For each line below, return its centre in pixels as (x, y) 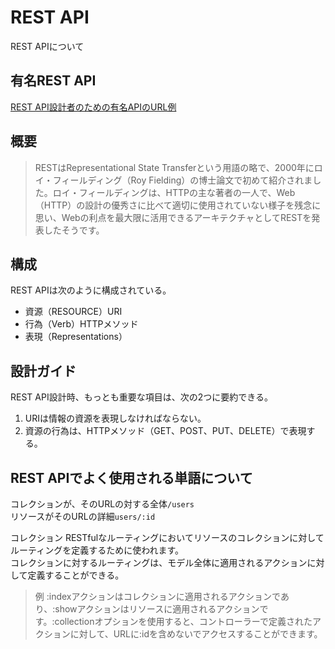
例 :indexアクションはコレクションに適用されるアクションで (157, 596)
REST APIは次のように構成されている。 (91, 290)
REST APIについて (47, 46)
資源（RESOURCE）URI (73, 312)
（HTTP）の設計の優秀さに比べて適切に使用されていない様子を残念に (178, 205)
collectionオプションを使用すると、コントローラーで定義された (183, 621)
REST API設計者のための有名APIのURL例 (93, 107)
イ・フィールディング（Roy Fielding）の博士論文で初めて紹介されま (173, 180)
